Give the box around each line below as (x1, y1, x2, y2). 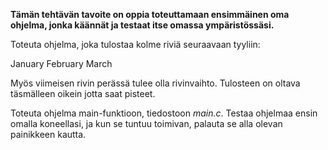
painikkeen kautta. (10, 129, 87, 140)
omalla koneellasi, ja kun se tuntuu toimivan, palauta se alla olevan (10, 118, 283, 129)
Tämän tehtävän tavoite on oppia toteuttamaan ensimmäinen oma (10, 9, 290, 20)
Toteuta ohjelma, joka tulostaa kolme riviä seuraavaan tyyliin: (10, 39, 261, 50)
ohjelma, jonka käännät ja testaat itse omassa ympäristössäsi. (10, 19, 275, 31)
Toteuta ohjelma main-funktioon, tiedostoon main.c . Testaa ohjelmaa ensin (10, 107, 318, 119)
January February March (10, 58, 113, 69)
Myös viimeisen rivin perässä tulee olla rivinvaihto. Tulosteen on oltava (10, 77, 301, 89)
